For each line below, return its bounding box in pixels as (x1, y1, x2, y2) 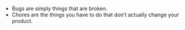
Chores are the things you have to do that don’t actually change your (11, 11, 179, 18)
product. (11, 18, 33, 24)
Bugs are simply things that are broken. (11, 5, 108, 12)
